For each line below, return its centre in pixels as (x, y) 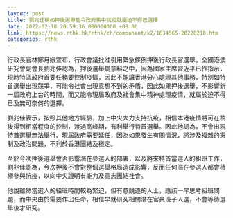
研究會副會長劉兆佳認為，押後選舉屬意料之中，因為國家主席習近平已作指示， (116, 69)
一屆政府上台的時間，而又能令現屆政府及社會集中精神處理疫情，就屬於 (107, 95)
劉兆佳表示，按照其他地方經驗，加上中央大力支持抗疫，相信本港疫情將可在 (113, 118)
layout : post (26, 13)
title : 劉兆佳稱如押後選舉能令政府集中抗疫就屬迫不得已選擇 (83, 20)
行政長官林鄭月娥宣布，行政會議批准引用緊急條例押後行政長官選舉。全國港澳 (116, 60)
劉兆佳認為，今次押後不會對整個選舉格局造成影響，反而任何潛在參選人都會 (113, 167)
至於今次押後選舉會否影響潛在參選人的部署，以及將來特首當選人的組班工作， (116, 158)
